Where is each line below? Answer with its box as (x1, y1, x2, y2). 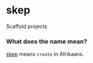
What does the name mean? (6, 37, 88, 45)
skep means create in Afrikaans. (6, 51, 84, 58)
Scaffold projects (6, 23, 48, 30)
